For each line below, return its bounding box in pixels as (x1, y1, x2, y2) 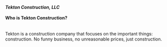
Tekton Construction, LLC (5, 4, 60, 10)
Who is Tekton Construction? (5, 15, 68, 20)
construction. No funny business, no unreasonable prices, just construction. (5, 36, 162, 42)
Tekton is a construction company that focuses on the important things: (5, 31, 153, 36)
